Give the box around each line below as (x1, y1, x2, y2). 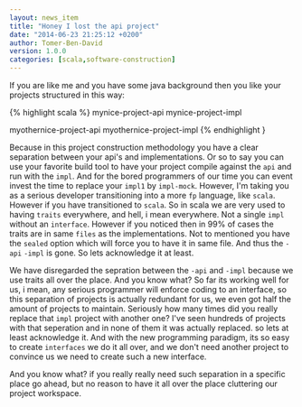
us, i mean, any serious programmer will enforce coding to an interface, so (9, 284, 288, 294)
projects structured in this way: (9, 89, 125, 100)
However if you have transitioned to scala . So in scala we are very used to (9, 199, 286, 210)
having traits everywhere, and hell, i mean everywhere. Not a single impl (9, 209, 285, 219)
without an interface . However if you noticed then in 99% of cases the (9, 218, 274, 229)
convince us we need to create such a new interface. (9, 351, 207, 362)
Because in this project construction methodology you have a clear (9, 142, 260, 153)
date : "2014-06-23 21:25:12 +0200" (9, 30, 144, 39)
